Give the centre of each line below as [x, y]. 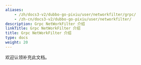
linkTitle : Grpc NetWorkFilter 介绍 [43, 28]
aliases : [14, 10]
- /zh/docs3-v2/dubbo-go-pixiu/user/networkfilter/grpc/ [75, 14]
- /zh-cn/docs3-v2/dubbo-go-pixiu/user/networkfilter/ [73, 19]
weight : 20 [17, 42]
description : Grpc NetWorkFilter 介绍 [45, 24]
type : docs [17, 38]
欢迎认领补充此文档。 [27, 57]
